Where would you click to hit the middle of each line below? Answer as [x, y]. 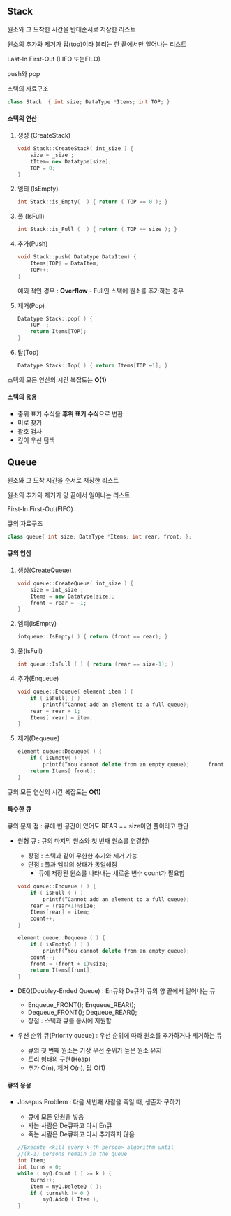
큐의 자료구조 [25, 523]
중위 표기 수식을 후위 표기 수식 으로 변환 [70, 414]
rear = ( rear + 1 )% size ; [63, 906]
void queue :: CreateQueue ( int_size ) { [75, 583]
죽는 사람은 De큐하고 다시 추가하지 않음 [81, 1134]
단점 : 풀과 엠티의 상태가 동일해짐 [72, 864]
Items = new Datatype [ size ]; [73, 596]
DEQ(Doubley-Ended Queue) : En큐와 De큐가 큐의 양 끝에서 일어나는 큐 [116, 991]
